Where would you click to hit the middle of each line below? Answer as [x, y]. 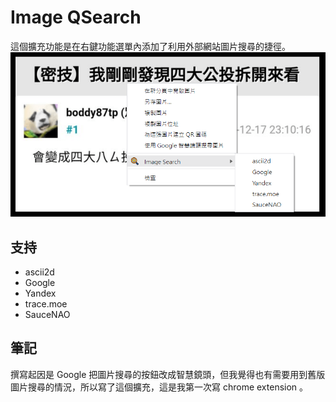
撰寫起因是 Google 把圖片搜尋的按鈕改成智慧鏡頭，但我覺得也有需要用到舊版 [168, 374]
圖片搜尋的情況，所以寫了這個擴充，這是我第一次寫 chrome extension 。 [159, 387]
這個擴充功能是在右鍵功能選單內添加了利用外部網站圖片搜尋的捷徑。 [150, 46]
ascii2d [39, 272]
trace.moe [46, 303]
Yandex [40, 293]
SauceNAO [47, 314]
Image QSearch [76, 17]
